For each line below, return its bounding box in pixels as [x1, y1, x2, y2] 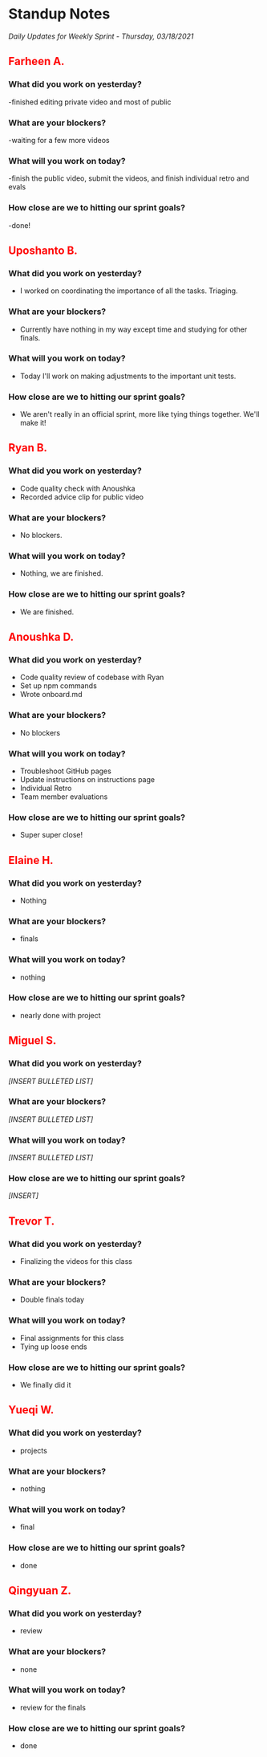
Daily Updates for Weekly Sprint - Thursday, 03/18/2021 [8, 31, 194, 41]
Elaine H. [8, 853, 54, 867]
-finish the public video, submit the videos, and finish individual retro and [8, 173, 250, 183]
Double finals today [19, 1294, 84, 1305]
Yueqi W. [8, 1403, 55, 1417]
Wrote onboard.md [19, 690, 83, 699]
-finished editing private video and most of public [8, 97, 172, 107]
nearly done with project [19, 1010, 102, 1020]
